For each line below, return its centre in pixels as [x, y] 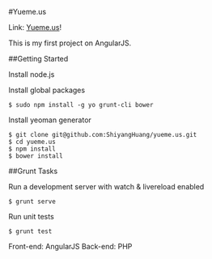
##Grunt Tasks [33, 171]
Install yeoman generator [50, 120]
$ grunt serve [32, 202]
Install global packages [47, 90]
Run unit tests [31, 217]
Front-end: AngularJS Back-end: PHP [70, 246]
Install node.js [32, 74]
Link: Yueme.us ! [35, 27]
